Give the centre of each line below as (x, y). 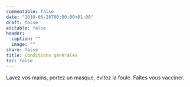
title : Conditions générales (42, 55)
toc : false (19, 61)
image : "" (23, 45)
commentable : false (30, 11)
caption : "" (26, 39)
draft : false (22, 22)
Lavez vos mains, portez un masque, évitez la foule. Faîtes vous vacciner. (95, 78)
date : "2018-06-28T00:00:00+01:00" (50, 17)
